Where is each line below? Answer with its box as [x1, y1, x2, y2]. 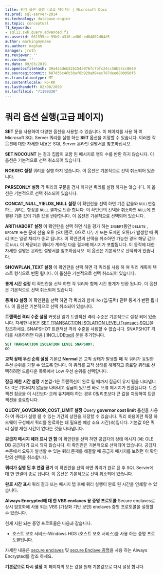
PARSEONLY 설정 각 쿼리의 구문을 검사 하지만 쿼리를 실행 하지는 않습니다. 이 [5, 184, 151, 190]
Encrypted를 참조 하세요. [5, 553, 53, 559]
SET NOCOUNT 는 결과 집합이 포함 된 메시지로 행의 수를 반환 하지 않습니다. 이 [5, 151, 154, 157]
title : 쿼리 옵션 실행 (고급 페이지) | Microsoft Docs [5, 7, 108, 12]
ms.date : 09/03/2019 [5, 62, 47, 66]
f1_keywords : [5, 25, 32, 30]
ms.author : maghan [5, 44, 42, 48]
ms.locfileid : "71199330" [5, 89, 57, 94]
